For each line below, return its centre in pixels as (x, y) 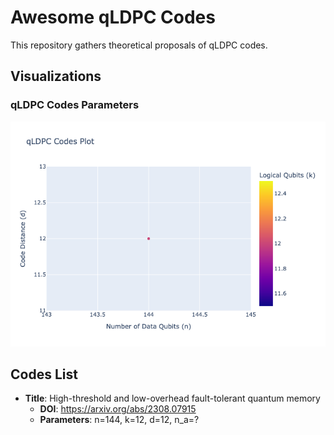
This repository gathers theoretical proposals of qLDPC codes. (139, 45)
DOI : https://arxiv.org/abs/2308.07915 (118, 409)
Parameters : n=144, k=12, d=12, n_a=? (119, 420)
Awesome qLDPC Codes (113, 17)
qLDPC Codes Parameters (75, 105)
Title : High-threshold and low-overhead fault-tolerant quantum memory (172, 398)
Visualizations (56, 76)
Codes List (44, 374)
